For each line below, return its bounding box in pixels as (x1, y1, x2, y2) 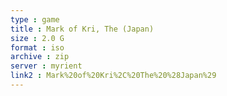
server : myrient (10, 61, 83, 71)
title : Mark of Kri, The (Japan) (10, 24, 155, 34)
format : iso (10, 42, 65, 53)
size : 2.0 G (10, 33, 65, 43)
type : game (10, 14, 60, 25)
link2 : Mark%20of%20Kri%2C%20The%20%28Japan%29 (10, 71, 217, 81)
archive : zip (10, 52, 70, 62)
